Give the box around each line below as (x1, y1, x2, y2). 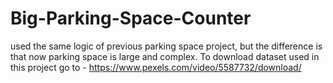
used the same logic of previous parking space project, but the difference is (10, 40, 323, 52)
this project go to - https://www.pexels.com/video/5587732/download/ (10, 61, 302, 73)
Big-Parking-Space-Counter (10, 7, 252, 30)
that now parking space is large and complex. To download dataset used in (10, 50, 320, 62)
